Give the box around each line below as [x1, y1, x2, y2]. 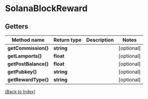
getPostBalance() [7, 61, 49, 67]
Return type [53, 37, 82, 43]
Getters [5, 22, 29, 31]
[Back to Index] [5, 89, 35, 95]
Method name [11, 37, 45, 43]
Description [86, 37, 114, 43]
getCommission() [7, 45, 49, 51]
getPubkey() [7, 68, 37, 75]
